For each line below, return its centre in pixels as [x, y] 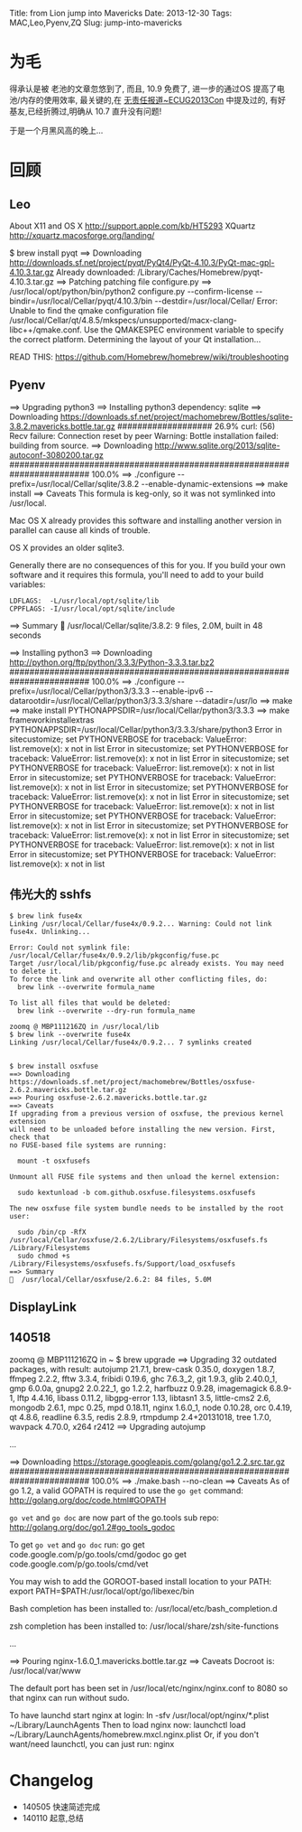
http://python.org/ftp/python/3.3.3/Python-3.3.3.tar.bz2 [112, 662]
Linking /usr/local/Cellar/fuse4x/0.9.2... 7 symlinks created [131, 1042]
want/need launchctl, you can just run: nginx [92, 1743]
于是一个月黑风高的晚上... [56, 130]
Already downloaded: [96, 272]
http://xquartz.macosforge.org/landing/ [82, 235]
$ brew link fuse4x [46, 916]
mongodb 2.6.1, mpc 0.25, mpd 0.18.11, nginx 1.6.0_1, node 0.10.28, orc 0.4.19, [151, 1407]
